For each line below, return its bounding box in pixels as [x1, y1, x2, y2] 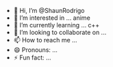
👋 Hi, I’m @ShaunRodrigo [13, 7, 85, 14]
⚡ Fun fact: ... [13, 53, 51, 62]
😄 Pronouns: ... [13, 46, 58, 54]
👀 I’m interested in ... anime [13, 14, 90, 22]
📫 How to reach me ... [13, 36, 77, 44]
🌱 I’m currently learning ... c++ [13, 21, 100, 29]
